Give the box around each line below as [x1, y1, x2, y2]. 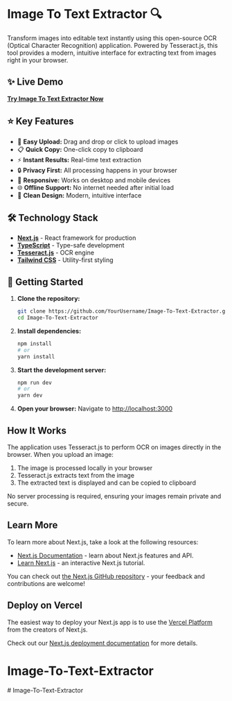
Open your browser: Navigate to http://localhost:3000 [17, 404, 173, 413]
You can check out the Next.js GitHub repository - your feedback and [7, 572, 206, 580]
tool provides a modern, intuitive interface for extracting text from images [7, 49, 217, 57]
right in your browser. [7, 55, 69, 64]
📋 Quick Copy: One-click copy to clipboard [17, 145, 143, 153]
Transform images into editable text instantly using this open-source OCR [7, 33, 217, 42]
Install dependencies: [17, 327, 82, 335]
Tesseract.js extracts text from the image [17, 471, 135, 479]
